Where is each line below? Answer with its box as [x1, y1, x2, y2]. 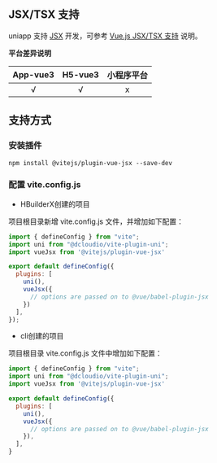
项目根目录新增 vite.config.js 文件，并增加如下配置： [8, 216, 184, 226]
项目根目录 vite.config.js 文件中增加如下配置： [8, 348, 163, 358]
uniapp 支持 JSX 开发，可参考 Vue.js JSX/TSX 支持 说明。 [8, 31, 202, 41]
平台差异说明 [8, 48, 51, 58]
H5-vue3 [62, 68, 99, 80]
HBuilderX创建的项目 [20, 199, 90, 209]
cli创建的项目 [20, 331, 64, 341]
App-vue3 [12, 68, 54, 80]
